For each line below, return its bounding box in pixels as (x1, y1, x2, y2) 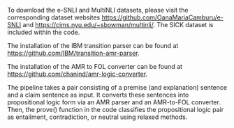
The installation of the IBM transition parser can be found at (7, 42, 179, 49)
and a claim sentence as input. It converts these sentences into (7, 90, 189, 99)
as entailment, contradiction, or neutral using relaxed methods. (7, 113, 188, 121)
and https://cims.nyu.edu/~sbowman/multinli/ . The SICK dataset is (22, 21, 214, 29)
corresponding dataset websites (7, 13, 101, 22)
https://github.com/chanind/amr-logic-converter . (7, 70, 148, 78)
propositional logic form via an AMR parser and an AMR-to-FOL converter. (7, 98, 221, 106)
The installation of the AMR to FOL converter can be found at (7, 63, 183, 70)
